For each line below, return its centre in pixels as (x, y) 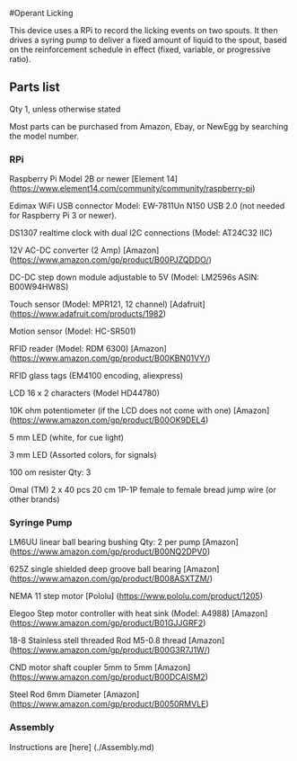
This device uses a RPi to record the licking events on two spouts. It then (144, 30)
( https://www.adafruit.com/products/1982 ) (88, 314)
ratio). (20, 59)
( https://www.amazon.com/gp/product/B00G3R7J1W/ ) (110, 650)
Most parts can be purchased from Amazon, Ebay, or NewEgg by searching (149, 126)
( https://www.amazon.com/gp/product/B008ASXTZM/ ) (111, 578)
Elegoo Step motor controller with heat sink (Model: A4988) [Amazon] (139, 613)
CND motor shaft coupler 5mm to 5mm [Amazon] (100, 667)
